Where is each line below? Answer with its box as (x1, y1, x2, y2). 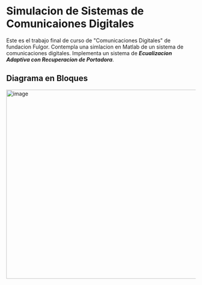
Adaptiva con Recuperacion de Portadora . (6, 56, 114, 63)
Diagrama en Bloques (6, 73, 88, 83)
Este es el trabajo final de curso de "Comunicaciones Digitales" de (6, 37, 171, 44)
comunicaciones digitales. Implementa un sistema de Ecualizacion (6, 49, 173, 56)
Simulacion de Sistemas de (6, 4, 144, 18)
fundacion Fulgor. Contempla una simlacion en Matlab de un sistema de (6, 43, 184, 50)
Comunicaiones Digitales (6, 17, 134, 31)
